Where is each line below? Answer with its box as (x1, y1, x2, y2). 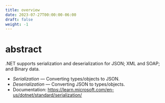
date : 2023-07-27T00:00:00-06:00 (5, 12, 77, 17)
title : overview (5, 7, 40, 13)
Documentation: (12, 87, 47, 93)
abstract (5, 44, 42, 55)
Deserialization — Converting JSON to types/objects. (12, 81, 125, 87)
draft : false (5, 17, 33, 22)
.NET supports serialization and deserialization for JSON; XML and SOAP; (5, 61, 160, 67)
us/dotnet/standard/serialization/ (12, 92, 82, 98)
